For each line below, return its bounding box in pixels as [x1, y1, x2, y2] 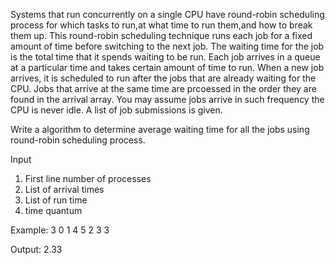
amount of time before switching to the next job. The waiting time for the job [10, 40, 325, 52]
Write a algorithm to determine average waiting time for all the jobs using [10, 124, 310, 135]
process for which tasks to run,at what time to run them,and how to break [10, 19, 313, 31]
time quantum [24, 205, 83, 216]
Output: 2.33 [10, 244, 63, 255]
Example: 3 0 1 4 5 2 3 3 [10, 224, 110, 236]
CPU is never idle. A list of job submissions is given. [10, 104, 223, 116]
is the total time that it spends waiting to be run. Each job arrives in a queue [10, 51, 321, 63]
